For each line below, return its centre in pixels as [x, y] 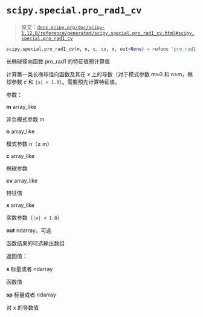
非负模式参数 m [25, 119]
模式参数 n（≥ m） [29, 143]
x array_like [21, 205]
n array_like [21, 131]
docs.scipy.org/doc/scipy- [71, 27]
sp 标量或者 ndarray [31, 295]
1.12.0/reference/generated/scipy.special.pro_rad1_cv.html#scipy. [108, 33]
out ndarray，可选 [29, 230]
